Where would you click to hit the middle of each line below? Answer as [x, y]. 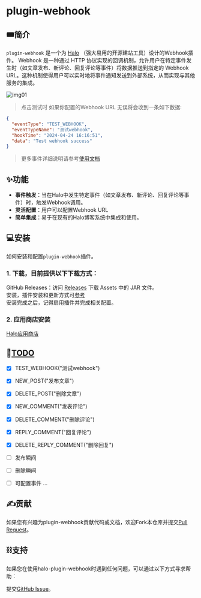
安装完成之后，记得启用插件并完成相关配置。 [61, 303]
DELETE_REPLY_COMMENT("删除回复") [64, 444]
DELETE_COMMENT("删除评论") [55, 419]
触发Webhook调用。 [61, 203]
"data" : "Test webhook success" [52, 141]
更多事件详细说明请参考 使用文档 [60, 159]
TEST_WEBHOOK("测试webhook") [57, 368]
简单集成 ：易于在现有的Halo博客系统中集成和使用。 [78, 218]
